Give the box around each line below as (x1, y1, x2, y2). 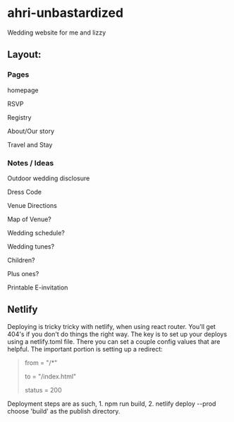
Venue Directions (7, 201, 58, 209)
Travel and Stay (7, 140, 53, 149)
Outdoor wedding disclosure (7, 174, 90, 182)
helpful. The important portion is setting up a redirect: (7, 345, 164, 353)
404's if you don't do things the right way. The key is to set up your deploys (7, 330, 228, 338)
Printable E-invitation (7, 283, 68, 292)
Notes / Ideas (7, 158, 54, 168)
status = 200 (24, 385, 62, 394)
